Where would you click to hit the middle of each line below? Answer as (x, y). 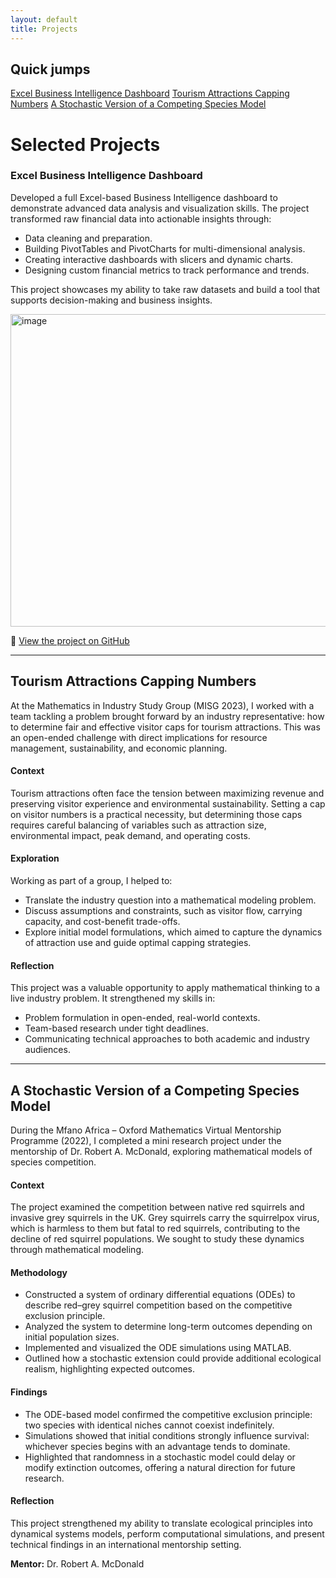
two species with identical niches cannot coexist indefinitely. (149, 1425)
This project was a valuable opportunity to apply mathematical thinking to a (165, 988)
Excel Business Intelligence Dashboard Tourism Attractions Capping (150, 93)
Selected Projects (85, 144)
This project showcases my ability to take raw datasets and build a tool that (165, 289)
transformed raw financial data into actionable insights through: (141, 218)
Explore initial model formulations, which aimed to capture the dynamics (173, 932)
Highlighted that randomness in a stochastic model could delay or (160, 1457)
